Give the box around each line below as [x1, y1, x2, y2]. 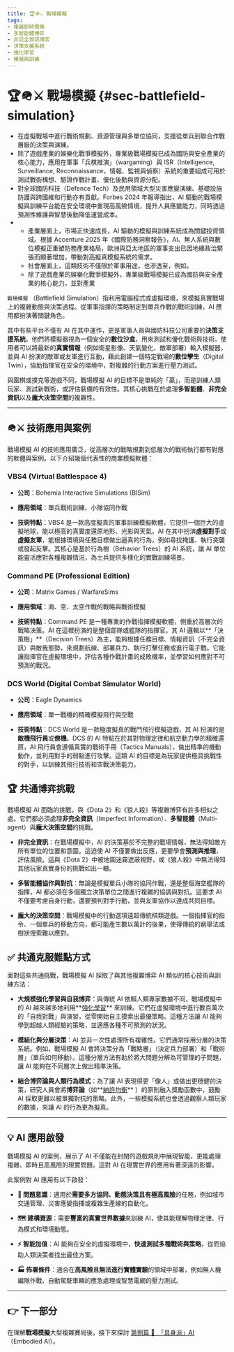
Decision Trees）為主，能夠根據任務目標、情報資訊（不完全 [47, 635, 219, 644]
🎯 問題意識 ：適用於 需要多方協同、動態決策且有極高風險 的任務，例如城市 [17, 1190, 225, 1198]
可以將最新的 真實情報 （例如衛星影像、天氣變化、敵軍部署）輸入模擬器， [19, 343, 227, 351]
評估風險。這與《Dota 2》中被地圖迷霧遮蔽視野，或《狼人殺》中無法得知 [17, 855, 226, 864]
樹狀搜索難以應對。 [17, 929, 73, 937]
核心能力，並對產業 [40, 279, 95, 287]
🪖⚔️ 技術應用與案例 [7, 422, 91, 434]
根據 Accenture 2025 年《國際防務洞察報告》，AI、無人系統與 [40, 235, 215, 243]
